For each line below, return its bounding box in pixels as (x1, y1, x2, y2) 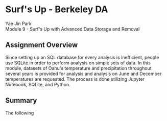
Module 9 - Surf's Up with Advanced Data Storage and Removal (5, 26, 140, 32)
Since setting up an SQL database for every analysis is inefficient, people (5, 54, 159, 60)
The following (5, 110, 34, 116)
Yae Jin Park (5, 20, 32, 27)
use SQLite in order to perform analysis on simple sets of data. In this (5, 60, 151, 66)
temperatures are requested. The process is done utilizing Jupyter (5, 76, 145, 82)
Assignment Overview (5, 41, 78, 50)
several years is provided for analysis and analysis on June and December (5, 70, 162, 77)
